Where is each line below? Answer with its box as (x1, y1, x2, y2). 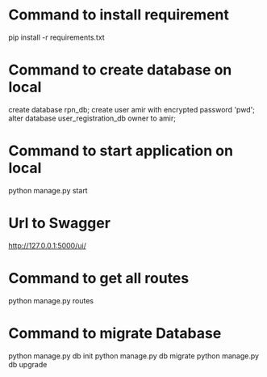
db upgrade (8, 359, 48, 369)
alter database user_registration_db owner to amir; (8, 113, 176, 123)
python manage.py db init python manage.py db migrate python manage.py (8, 350, 260, 361)
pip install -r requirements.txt (8, 32, 105, 42)
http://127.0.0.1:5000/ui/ (8, 240, 86, 250)
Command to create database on (8, 61, 232, 79)
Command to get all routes (8, 269, 190, 287)
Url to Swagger (8, 214, 111, 232)
